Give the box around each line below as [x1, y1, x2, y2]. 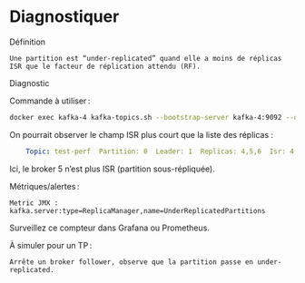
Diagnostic [9, 77, 50, 88]
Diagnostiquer [9, 6, 120, 27]
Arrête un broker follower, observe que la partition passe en [9, 257, 254, 267]
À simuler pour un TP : [9, 239, 93, 250]
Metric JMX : [9, 198, 59, 208]
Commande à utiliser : [9, 95, 91, 106]
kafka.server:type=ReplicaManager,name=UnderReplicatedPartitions [9, 206, 266, 215]
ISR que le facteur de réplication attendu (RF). [9, 62, 202, 71]
